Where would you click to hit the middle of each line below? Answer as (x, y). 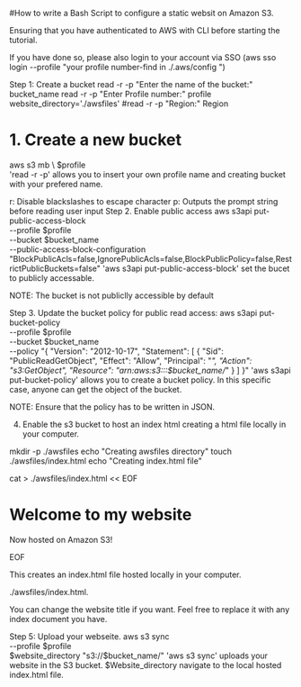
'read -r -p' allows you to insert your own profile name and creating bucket (147, 174)
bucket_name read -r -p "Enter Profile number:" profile (111, 94)
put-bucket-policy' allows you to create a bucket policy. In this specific (140, 380)
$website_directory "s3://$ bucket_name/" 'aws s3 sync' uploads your (138, 655)
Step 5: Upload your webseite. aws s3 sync (89, 636)
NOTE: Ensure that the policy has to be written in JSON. (112, 407)
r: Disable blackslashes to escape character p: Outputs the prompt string (144, 201)
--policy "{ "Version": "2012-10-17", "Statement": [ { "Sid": (117, 351)
